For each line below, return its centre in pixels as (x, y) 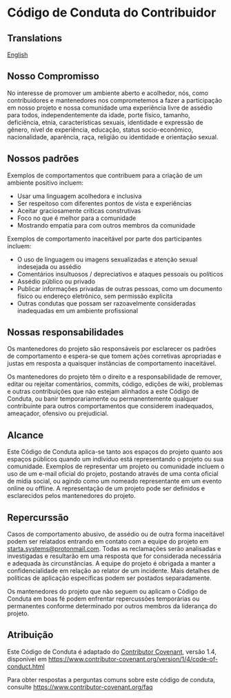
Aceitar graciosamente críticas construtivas (79, 210)
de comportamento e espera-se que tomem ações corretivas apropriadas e (114, 356)
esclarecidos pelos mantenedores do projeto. (71, 496)
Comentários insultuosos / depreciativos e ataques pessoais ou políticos (120, 274)
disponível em (27, 659)
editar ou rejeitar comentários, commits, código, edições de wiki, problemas (115, 384)
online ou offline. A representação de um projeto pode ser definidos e (106, 488)
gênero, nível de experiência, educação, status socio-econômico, (100, 130)
